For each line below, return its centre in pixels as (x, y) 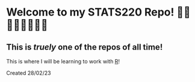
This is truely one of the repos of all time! (85, 47)
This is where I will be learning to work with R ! (63, 61)
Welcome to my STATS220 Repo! (90, 12)
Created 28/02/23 (29, 73)
